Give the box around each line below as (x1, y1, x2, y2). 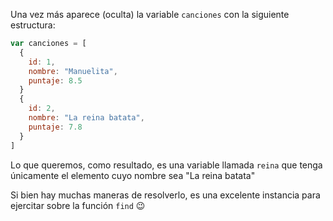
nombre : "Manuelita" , (28, 66, 118, 76)
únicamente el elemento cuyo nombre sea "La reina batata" (10, 169, 256, 181)
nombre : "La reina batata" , (28, 113, 145, 123)
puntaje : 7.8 (28, 122, 83, 132)
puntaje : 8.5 (28, 75, 83, 86)
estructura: (10, 19, 56, 31)
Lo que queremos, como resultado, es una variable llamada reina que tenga (10, 159, 323, 171)
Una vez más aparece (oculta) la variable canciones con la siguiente (10, 9, 290, 20)
